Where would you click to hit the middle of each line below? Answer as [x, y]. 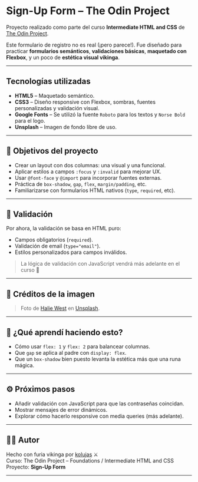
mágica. [24, 365]
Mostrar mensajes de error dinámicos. [61, 410]
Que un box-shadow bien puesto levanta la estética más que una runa [98, 359]
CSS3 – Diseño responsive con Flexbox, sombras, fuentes [85, 102]
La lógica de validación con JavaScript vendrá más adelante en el [100, 264]
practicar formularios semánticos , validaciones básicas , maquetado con [96, 51]
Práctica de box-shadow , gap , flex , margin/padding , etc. [80, 184]
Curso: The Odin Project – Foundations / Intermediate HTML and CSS [90, 460]
